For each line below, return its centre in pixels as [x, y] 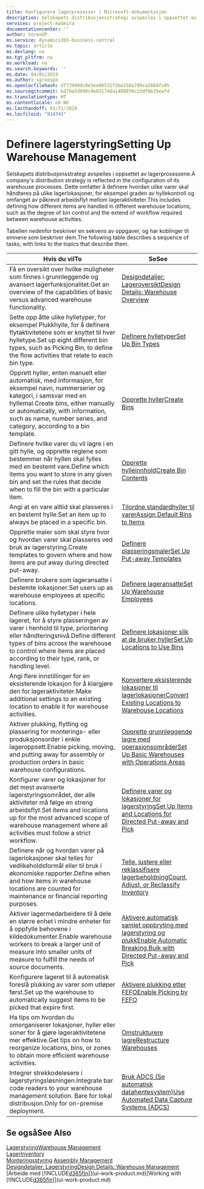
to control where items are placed [57, 651]
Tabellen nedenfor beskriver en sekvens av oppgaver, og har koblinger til [98, 231]
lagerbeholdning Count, [154, 877]
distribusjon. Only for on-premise [56, 1104]
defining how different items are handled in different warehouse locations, [99, 206]
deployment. [27, 1111]
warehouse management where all [59, 825]
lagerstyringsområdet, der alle [52, 795]
